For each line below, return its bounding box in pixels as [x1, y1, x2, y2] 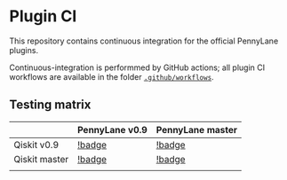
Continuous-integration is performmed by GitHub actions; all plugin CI [9, 62, 266, 73]
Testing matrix [9, 98, 92, 113]
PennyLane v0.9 [76, 123, 148, 136]
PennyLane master [155, 123, 238, 136]
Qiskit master [13, 153, 69, 165]
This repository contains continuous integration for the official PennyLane [9, 35, 279, 46]
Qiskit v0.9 [13, 138, 60, 151]
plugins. [9, 44, 38, 55]
